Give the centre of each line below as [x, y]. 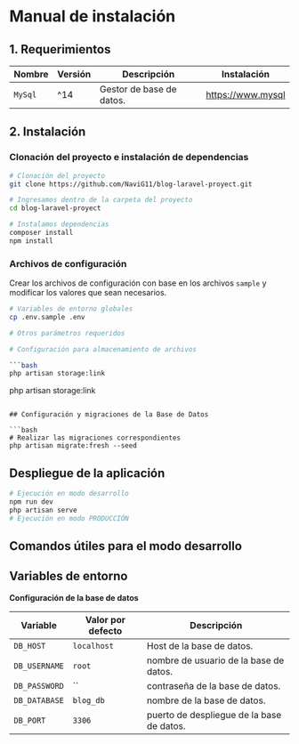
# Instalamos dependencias [59, 224]
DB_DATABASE [39, 700]
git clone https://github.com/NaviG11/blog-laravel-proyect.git [131, 184]
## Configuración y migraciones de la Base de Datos [109, 415]
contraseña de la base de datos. [214, 685]
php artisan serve [43, 510]
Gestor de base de [138, 89]
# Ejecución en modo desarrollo [69, 494]
